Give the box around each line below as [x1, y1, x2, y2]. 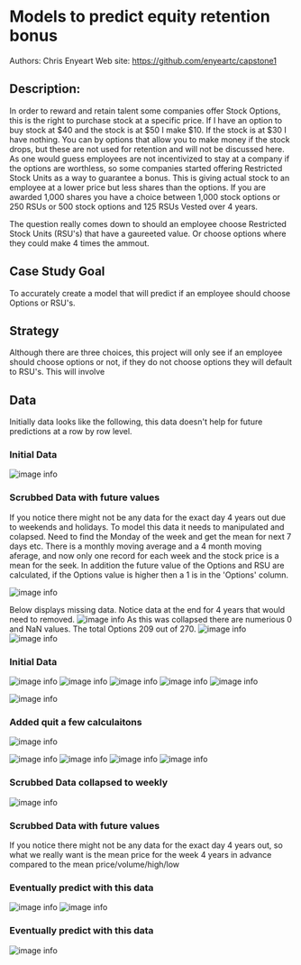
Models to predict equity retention [9, 6, 270, 27]
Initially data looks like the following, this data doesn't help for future [9, 416, 263, 427]
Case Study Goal [9, 264, 105, 279]
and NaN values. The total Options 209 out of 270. [9, 624, 196, 634]
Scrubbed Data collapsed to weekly [9, 777, 169, 789]
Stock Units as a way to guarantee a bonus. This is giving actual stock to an [9, 172, 290, 183]
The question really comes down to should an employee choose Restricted [9, 218, 287, 229]
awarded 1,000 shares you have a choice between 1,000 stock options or [9, 191, 281, 202]
